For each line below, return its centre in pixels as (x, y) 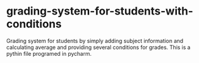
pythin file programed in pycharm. (49, 53)
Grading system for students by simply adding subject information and (95, 41)
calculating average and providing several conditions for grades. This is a (99, 47)
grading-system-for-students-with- (100, 11)
